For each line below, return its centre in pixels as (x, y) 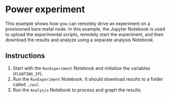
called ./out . (26, 84)
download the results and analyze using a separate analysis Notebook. (80, 40)
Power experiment (45, 9)
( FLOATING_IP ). (28, 73)
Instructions (25, 56)
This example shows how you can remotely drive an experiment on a (78, 23)
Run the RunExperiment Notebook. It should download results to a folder (88, 79)
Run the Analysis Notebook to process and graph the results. (77, 90)
